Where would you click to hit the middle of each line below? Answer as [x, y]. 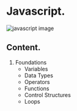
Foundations [31, 62]
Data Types [39, 75]
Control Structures [48, 95]
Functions [37, 88]
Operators [37, 82]
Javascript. [36, 11]
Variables [36, 69]
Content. [24, 48]
